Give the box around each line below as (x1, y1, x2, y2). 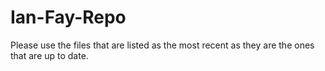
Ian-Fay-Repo (10, 6, 127, 29)
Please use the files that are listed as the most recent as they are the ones (10, 39, 315, 51)
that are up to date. (10, 49, 89, 61)
